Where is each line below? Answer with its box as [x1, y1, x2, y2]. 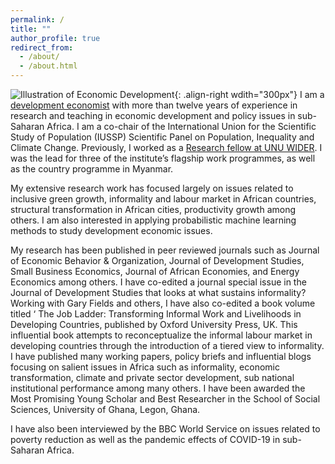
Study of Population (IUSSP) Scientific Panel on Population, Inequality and [10, 131, 315, 143]
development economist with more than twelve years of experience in [10, 99, 298, 111]
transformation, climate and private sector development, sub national [10, 372, 295, 383]
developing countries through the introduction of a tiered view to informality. [10, 340, 325, 351]
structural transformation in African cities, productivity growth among [10, 204, 297, 215]
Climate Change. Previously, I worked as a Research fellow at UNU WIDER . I [10, 142, 323, 153]
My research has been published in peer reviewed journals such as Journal [10, 244, 320, 256]
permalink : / [10, 14, 65, 25]
